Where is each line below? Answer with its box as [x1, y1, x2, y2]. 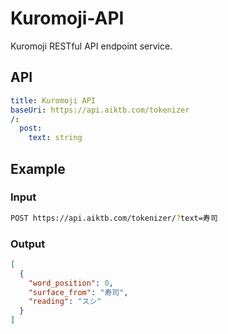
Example [10, 160, 66, 177]
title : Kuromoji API [10, 95, 97, 106]
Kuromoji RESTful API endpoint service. [10, 40, 173, 52]
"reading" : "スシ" [28, 297, 102, 307]
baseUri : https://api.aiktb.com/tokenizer [10, 105, 190, 115]
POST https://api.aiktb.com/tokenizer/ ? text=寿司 [10, 213, 218, 223]
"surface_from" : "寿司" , [28, 287, 129, 297]
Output [10, 237, 46, 251]
